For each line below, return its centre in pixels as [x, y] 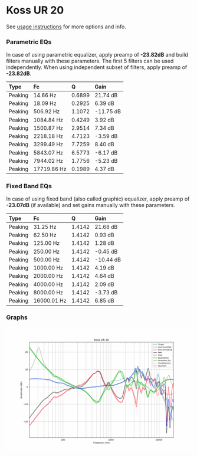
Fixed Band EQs [29, 186]
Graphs [17, 317]
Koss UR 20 [35, 10]
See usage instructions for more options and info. [66, 27]
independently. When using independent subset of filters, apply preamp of [97, 67]
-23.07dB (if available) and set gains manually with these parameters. [91, 205]
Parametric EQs [29, 42]
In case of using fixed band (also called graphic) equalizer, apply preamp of [98, 199]
